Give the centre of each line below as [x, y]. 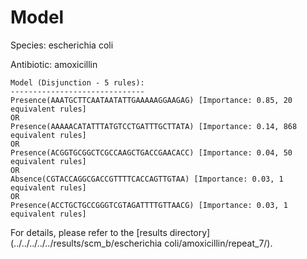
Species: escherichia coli [62, 45]
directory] [190, 232]
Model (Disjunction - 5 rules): [77, 82]
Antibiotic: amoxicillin [54, 64]
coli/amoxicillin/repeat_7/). [218, 243]
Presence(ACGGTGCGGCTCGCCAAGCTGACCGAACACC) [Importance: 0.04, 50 [151, 152]
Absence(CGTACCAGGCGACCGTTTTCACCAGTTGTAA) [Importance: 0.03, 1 [147, 179]
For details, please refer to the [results [89, 232]
